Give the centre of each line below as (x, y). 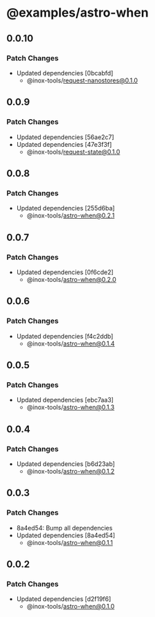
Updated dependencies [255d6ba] (65, 208)
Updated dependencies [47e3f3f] (64, 144)
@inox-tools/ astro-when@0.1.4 (71, 343)
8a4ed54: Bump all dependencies (64, 528)
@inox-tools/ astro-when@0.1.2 (71, 471)
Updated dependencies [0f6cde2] (65, 272)
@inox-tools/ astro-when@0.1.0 (71, 607)
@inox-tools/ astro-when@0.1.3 (71, 407)
